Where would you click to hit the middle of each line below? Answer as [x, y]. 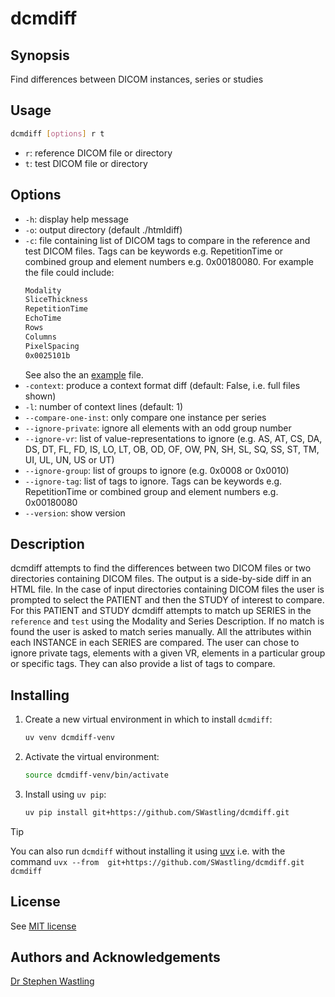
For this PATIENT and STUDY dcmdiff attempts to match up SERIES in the [161, 611]
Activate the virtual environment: [92, 756]
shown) [40, 396]
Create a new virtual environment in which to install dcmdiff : [148, 719]
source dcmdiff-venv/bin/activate [96, 775]
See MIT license [43, 926]
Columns [40, 337]
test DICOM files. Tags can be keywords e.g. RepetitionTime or [154, 251]
